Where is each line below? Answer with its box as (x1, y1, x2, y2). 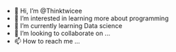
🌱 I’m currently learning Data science (13, 22, 123, 30)
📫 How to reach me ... (13, 37, 80, 45)
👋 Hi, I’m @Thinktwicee (13, 7, 83, 15)
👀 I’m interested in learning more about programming (13, 14, 169, 22)
